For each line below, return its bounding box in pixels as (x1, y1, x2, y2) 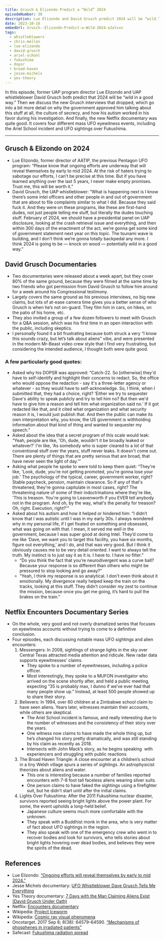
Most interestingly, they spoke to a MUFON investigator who (26, 673, 148, 679)
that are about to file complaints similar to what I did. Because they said (12, 199, 156, 205)
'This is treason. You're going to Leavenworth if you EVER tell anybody (12, 495, 154, 500)
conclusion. (12, 631, 36, 637)
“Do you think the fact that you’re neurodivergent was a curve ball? (19, 557, 154, 563)
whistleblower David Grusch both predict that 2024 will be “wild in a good (5, 94, 153, 100)
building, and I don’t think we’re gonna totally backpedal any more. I (12, 235, 148, 241)
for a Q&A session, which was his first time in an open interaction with (12, 320, 153, 326)
